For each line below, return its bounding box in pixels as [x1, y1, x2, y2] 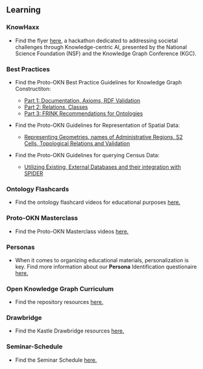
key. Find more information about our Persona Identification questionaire [15, 263, 197, 270]
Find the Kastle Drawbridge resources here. [15, 327, 124, 334]
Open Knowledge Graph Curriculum [6, 285, 114, 293]
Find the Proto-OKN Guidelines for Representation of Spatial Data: [15, 121, 180, 129]
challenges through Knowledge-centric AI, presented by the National [15, 43, 187, 50]
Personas [6, 243, 35, 251]
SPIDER [24, 169, 44, 177]
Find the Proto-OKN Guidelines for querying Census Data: [15, 151, 159, 158]
